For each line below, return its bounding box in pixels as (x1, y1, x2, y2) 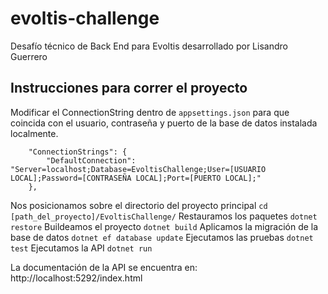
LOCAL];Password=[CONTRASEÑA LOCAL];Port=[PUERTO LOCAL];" (10, 173, 262, 183)
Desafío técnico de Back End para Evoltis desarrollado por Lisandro (10, 40, 288, 52)
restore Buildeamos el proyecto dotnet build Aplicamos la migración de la (10, 220, 319, 232)
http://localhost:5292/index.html (10, 272, 143, 284)
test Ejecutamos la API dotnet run (10, 242, 153, 254)
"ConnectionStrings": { (28, 147, 128, 157)
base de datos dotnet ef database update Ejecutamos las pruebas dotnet (10, 231, 314, 243)
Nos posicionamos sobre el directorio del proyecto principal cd (10, 199, 268, 211)
